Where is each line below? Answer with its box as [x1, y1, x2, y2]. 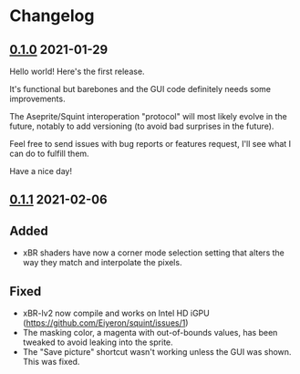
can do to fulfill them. [9, 148, 89, 159]
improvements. [9, 93, 66, 104]
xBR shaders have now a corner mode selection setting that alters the [22, 247, 284, 258]
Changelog [9, 5, 95, 26]
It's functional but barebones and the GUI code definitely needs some [9, 84, 272, 94]
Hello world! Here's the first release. [9, 66, 145, 77]
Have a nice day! [9, 166, 73, 176]
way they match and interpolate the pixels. [22, 257, 182, 268]
